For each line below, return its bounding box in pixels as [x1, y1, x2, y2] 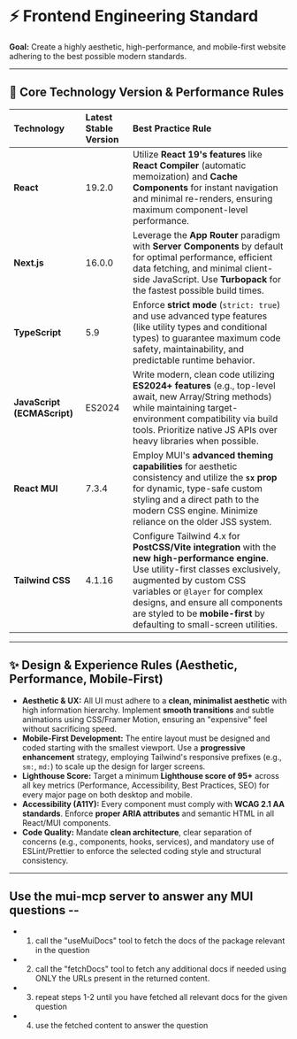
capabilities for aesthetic [132, 460, 238, 473]
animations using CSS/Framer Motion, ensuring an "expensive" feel [21, 713, 268, 725]
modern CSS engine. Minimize [132, 504, 259, 517]
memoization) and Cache [132, 170, 239, 182]
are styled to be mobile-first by [132, 607, 265, 620]
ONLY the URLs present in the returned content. [34, 974, 210, 984]
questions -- [9, 903, 80, 918]
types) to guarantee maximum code [132, 332, 281, 344]
